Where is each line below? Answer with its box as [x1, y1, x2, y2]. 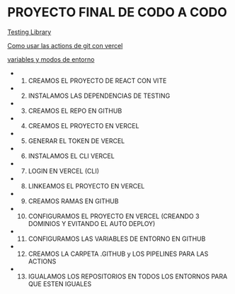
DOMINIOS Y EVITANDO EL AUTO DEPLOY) [28, 219, 156, 227]
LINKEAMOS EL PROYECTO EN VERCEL [28, 181, 145, 190]
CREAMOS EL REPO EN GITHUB [28, 106, 122, 115]
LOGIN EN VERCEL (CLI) [28, 166, 100, 175]
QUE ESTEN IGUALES [28, 279, 92, 288]
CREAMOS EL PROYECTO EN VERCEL [28, 121, 139, 130]
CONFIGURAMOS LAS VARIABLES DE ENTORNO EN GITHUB [28, 234, 206, 243]
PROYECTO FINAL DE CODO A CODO [7, 4, 228, 21]
